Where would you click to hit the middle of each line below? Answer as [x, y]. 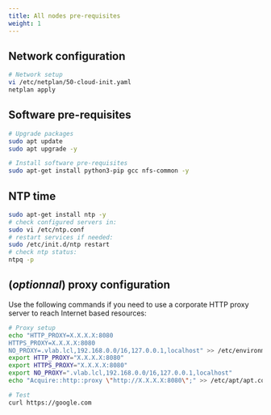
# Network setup [35, 75]
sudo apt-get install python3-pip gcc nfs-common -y [99, 171]
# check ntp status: [43, 252]
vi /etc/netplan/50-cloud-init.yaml [70, 83]
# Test [19, 395]
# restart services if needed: [61, 237]
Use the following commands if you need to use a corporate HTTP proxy [129, 304]
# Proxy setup [32, 328]
